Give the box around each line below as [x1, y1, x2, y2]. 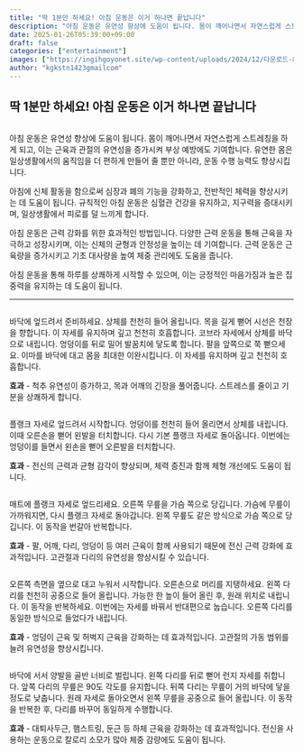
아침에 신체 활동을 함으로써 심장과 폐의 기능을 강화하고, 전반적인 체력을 [9, 186, 257, 197]
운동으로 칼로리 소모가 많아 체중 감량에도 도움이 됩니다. [32, 734, 226, 745]
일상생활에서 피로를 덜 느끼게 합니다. [21, 208, 149, 219]
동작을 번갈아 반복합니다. [44, 520, 133, 532]
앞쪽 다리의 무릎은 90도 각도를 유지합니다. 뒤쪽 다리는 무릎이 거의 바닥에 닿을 [21, 681, 290, 692]
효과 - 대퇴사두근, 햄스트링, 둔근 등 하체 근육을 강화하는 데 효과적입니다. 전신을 [9, 722, 284, 733]
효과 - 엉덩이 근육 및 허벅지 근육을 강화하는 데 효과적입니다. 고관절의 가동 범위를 [9, 631, 289, 642]
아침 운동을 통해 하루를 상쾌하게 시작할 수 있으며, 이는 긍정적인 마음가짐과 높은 [9, 269, 284, 280]
